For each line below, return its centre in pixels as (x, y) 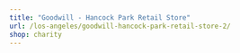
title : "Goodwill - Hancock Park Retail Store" (100, 18)
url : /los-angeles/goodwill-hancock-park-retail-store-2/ (120, 26)
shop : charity (36, 34)
